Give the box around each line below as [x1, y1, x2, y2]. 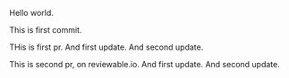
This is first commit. [9, 25, 82, 35]
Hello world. [9, 8, 54, 18]
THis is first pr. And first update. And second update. [9, 42, 204, 52]
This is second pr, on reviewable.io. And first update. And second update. [9, 59, 280, 69]
